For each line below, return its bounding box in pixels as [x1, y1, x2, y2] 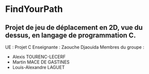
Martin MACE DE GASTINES [12, 59, 70, 65]
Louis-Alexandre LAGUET [12, 65, 65, 70]
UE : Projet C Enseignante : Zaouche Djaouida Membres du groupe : [5, 44, 145, 50]
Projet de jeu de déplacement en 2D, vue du [5, 23, 143, 32]
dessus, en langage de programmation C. [5, 31, 136, 39]
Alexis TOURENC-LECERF [12, 54, 66, 60]
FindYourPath [5, 3, 63, 15]
